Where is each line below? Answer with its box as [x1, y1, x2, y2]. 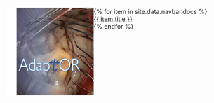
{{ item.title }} [93, 15, 133, 23]
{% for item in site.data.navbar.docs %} [93, 8, 208, 15]
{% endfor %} [93, 22, 134, 30]
